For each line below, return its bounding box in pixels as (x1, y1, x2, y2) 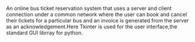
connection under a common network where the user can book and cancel (6, 11, 187, 18)
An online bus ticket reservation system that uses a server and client (6, 5, 172, 12)
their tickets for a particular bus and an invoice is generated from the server (6, 17, 189, 24)
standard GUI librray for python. (6, 29, 83, 36)
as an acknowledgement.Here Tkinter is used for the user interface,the (6, 23, 177, 30)
